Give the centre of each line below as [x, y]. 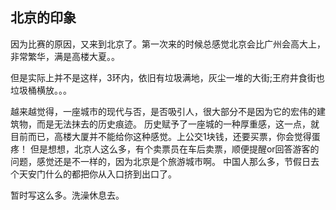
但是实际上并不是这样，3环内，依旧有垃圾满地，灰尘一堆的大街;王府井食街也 [167, 77]
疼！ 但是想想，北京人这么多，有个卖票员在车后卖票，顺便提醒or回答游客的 [165, 149]
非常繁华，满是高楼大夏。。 [65, 56]
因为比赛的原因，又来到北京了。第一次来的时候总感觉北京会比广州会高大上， [168, 44]
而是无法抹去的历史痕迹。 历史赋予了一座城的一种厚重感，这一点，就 [178, 124]
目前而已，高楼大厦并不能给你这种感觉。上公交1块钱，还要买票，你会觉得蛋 [165, 136]
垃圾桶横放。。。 [41, 90]
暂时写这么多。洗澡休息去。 [67, 195]
